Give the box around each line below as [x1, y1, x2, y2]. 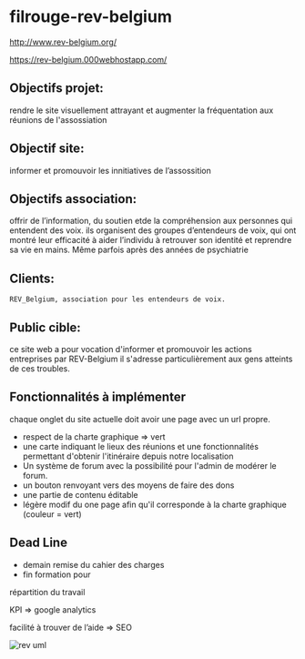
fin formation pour [22, 569, 91, 580]
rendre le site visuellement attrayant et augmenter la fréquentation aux [9, 105, 274, 116]
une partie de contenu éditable [22, 489, 138, 500]
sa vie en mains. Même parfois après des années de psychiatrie [9, 244, 249, 256]
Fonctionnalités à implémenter [9, 390, 187, 405]
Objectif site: [9, 141, 85, 157]
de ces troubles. [9, 363, 70, 374]
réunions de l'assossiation [9, 114, 107, 125]
